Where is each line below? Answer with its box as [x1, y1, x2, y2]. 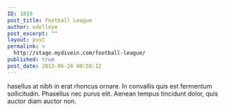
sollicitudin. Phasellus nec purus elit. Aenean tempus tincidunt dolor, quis [7, 89, 219, 98]
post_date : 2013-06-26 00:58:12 [7, 63, 102, 70]
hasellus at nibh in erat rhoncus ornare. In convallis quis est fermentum [7, 81, 212, 90]
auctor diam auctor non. [7, 96, 77, 105]
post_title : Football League [7, 17, 93, 24]
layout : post [7, 37, 46, 44]
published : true [7, 56, 55, 63]
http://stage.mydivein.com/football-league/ [13, 50, 146, 57]
